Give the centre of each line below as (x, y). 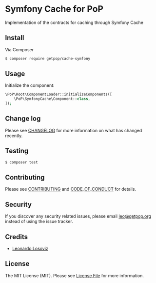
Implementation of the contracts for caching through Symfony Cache (74, 22)
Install (15, 38)
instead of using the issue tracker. (39, 222)
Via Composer (19, 49)
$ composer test (21, 162)
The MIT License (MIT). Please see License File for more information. (74, 275)
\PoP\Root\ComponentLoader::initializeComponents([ (58, 94)
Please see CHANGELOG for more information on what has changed (74, 130)
